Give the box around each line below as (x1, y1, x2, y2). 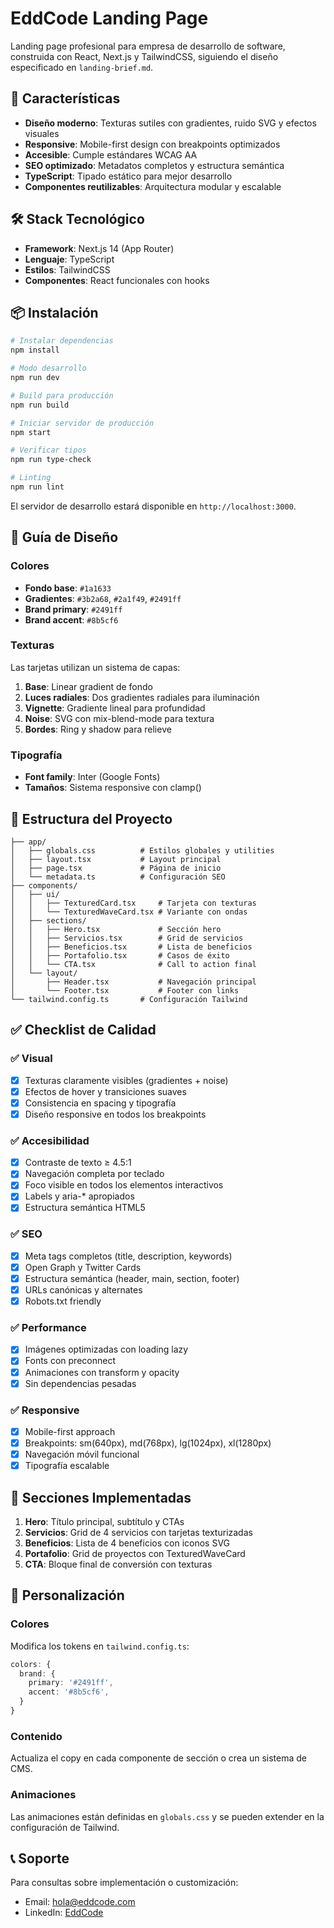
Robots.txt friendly (24, 1295, 102, 1307)
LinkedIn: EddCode (24, 1907, 104, 1919)
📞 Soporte (10, 1850, 70, 1867)
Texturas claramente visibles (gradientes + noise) (24, 1074, 229, 1086)
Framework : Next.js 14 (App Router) (24, 242, 175, 254)
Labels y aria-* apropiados (24, 1190, 135, 1202)
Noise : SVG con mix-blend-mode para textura (24, 712, 215, 724)
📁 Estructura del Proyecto (10, 810, 173, 827)
